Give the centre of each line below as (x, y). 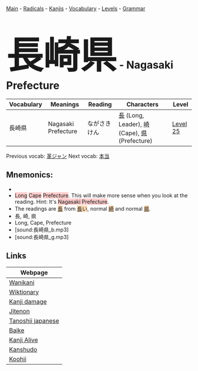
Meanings (65, 104)
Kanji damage (28, 302)
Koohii (18, 359)
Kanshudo (23, 349)
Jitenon (19, 311)
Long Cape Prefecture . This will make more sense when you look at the (101, 195)
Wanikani (22, 282)
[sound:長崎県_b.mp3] (42, 230)
